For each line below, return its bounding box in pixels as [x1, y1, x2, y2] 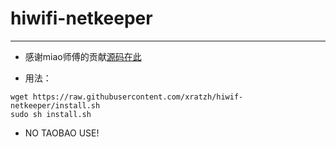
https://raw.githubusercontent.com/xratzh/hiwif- [32, 92, 244, 102]
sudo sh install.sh [10, 109, 92, 119]
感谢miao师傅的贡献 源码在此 [24, 50, 142, 62]
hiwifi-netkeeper [10, 7, 153, 30]
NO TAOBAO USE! [24, 127, 100, 139]
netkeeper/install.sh [10, 100, 101, 111]
